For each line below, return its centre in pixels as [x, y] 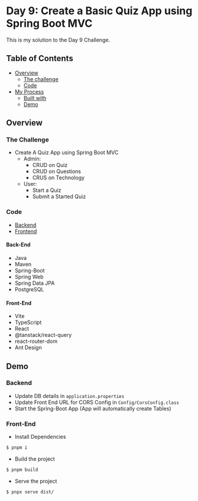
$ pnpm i [17, 448]
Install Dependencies [40, 437]
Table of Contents [40, 58]
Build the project [35, 459]
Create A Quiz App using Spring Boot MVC [66, 153]
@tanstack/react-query [43, 335]
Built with [35, 98]
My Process [29, 91]
